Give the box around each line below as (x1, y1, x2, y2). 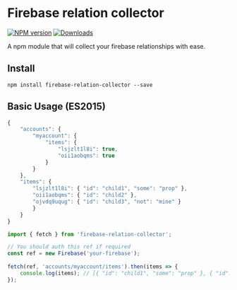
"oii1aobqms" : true (57, 152, 115, 159)
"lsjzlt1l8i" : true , (57, 146, 119, 153)
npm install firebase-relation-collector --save (7, 81, 153, 88)
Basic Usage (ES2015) (7, 100, 106, 112)
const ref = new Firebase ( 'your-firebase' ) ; (7, 250, 140, 257)
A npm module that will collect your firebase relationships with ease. (7, 42, 206, 50)
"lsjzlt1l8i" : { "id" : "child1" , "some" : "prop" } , (32, 185, 188, 192)
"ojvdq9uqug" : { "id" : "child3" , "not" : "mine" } (32, 198, 181, 206)
